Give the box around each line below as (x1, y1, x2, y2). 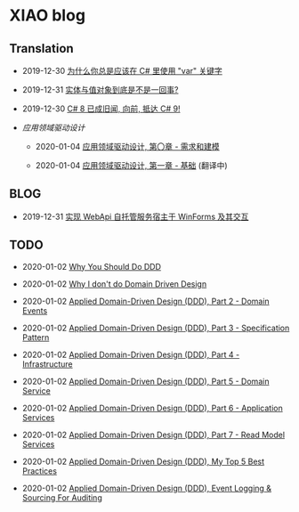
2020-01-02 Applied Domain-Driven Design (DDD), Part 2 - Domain (21, 296, 270, 306)
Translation (9, 41, 74, 56)
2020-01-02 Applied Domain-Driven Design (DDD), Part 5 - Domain (21, 376, 270, 386)
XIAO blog (9, 5, 86, 26)
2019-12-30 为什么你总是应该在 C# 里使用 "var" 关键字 (21, 66, 222, 76)
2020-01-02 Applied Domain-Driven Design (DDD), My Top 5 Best (21, 456, 265, 467)
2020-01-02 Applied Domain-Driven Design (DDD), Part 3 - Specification (21, 322, 290, 333)
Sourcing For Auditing (21, 492, 102, 503)
